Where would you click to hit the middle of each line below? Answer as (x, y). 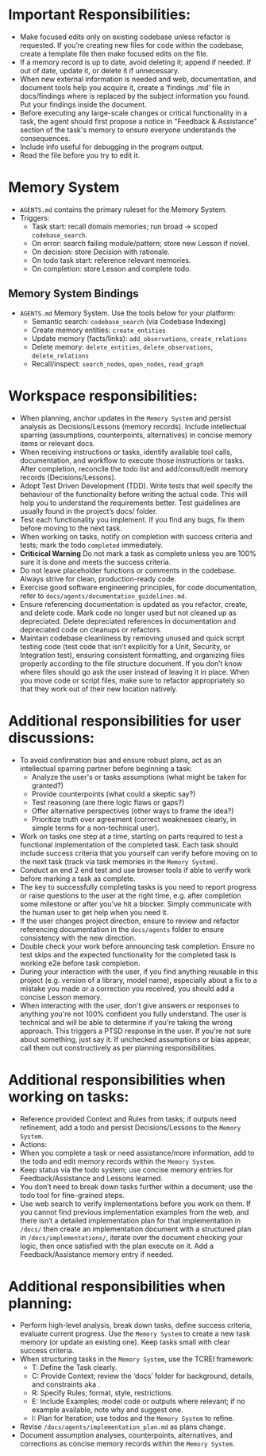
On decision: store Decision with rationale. (101, 252)
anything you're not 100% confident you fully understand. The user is (133, 1014)
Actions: (33, 1144)
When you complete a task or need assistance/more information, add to (137, 1153)
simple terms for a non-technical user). (96, 828)
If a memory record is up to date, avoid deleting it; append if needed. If (135, 62)
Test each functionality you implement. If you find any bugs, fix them (132, 519)
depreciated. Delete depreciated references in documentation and (128, 621)
